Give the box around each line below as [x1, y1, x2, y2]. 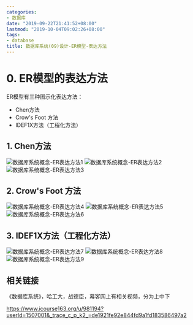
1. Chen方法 [6, 141, 51, 151]
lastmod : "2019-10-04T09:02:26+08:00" [6, 26, 105, 32]
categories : [6, 9, 37, 15]
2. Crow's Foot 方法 [6, 186, 81, 196]
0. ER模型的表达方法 [6, 72, 108, 86]
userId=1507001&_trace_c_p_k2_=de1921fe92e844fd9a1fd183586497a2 [6, 312, 187, 319]
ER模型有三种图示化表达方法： [6, 93, 83, 100]
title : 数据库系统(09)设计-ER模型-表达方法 [6, 44, 107, 50]
